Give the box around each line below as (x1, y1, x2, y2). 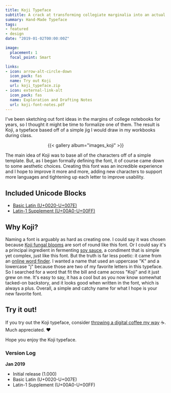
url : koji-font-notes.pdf (10, 102, 65, 107)
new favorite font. (5, 291, 42, 297)
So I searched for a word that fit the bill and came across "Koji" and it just (5, 269, 160, 275)
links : (5, 64, 19, 69)
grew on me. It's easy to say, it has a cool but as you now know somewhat (5, 274, 161, 280)
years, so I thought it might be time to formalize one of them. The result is (5, 121, 160, 128)
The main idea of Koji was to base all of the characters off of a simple (5, 152, 152, 159)
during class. (5, 133, 33, 139)
